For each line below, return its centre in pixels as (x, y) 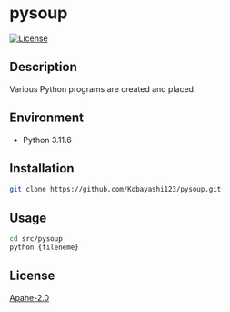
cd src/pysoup (36, 239)
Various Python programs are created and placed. (103, 88)
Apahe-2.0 (30, 297)
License (32, 276)
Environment (47, 118)
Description (43, 67)
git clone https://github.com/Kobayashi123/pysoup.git (115, 190)
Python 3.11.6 (47, 140)
